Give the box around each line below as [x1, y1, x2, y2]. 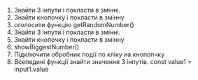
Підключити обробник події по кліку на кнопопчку [13, 50, 165, 58]
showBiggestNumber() [13, 43, 80, 51]
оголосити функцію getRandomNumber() [13, 21, 134, 29]
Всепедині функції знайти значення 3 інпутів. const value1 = [13, 58, 192, 65]
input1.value [13, 65, 49, 73]
